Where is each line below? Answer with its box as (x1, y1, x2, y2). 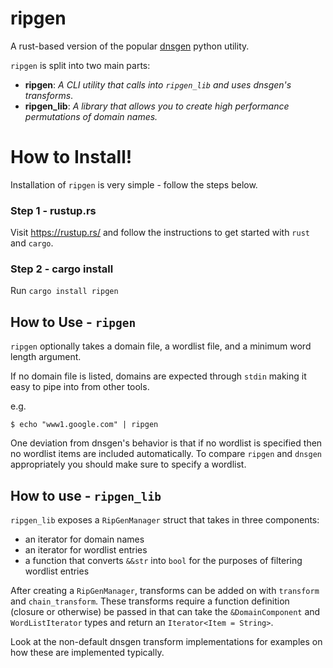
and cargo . (10, 237, 54, 249)
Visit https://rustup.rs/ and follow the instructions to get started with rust (10, 227, 310, 239)
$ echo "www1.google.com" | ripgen (10, 420, 159, 430)
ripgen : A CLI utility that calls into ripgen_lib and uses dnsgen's (24, 78, 292, 91)
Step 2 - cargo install (10, 262, 114, 276)
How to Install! (10, 146, 133, 169)
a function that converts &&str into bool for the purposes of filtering (24, 555, 303, 567)
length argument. (10, 351, 82, 363)
